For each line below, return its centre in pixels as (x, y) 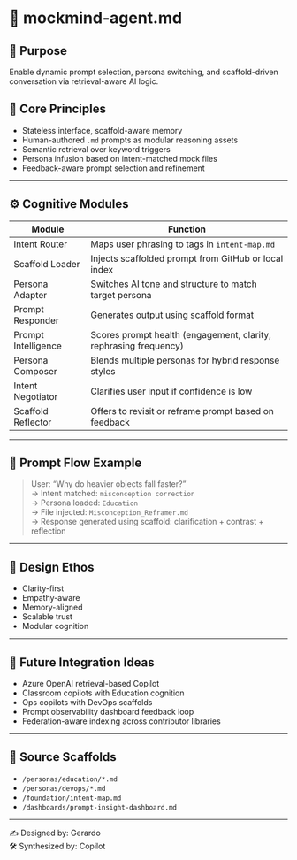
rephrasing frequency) (137, 346)
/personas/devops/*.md (64, 788)
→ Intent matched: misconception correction (113, 494)
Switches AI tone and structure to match (174, 284)
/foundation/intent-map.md (72, 798)
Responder (36, 320)
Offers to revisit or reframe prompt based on (182, 411)
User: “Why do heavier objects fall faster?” (108, 484)
